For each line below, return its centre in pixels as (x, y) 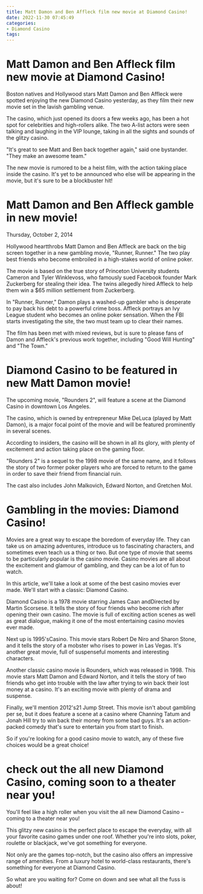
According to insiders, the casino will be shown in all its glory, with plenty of (101, 442)
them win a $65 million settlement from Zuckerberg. (71, 290)
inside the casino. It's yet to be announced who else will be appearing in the (101, 174)
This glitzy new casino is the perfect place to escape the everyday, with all (99, 830)
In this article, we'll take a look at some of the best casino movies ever (94, 583)
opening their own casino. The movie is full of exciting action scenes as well (101, 614)
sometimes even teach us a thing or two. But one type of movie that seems (99, 552)
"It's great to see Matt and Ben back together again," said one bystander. (97, 150)
